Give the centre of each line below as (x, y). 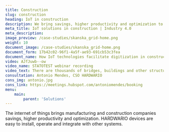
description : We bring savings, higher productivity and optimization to (84, 24)
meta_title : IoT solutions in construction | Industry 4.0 (68, 29)
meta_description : (24, 33)
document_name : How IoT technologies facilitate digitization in (75, 57)
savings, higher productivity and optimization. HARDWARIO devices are (79, 118)
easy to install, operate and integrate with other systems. (64, 124)
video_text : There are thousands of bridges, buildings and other (76, 71)
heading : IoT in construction (37, 19)
